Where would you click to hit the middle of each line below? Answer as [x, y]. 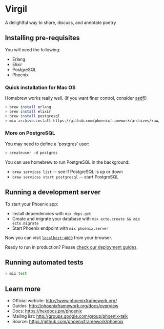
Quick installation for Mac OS [40, 88]
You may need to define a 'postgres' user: [47, 144]
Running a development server [53, 192]
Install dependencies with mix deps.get [51, 213]
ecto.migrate [25, 223]
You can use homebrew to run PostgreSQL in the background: [67, 162]
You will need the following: [33, 49]
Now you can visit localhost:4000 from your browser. [59, 238]
